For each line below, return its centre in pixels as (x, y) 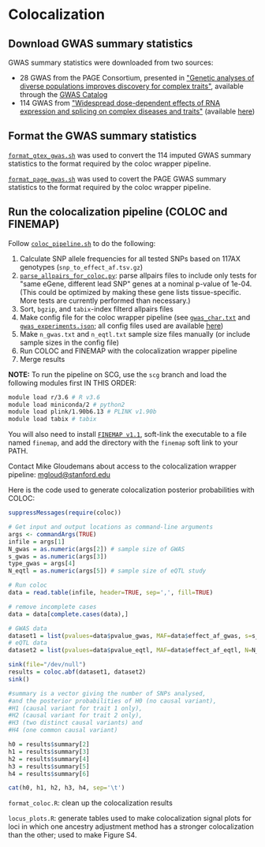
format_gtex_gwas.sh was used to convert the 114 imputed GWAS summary (130, 155)
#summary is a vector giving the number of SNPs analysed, (107, 693)
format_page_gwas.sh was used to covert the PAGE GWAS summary (117, 178)
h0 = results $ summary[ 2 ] (49, 744)
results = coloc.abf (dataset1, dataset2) (77, 672)
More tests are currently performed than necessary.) (105, 300)
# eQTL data (28, 643)
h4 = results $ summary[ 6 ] (49, 774)
